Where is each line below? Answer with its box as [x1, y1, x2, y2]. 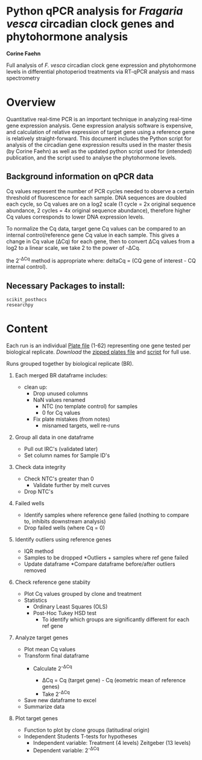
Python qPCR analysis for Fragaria [6, 4, 183, 18]
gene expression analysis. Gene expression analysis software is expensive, [6, 122, 193, 129]
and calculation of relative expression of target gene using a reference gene [6, 128, 195, 135]
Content [6, 322, 48, 336]
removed [24, 567, 46, 574]
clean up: [24, 383, 48, 391]
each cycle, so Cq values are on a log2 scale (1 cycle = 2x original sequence [6, 200, 196, 208]
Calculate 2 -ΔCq [33, 664, 72, 672]
